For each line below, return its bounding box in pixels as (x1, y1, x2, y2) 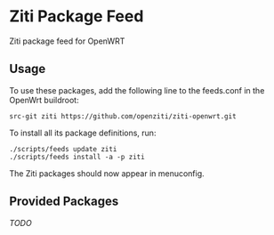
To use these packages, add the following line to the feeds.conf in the (9, 85, 265, 95)
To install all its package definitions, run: (9, 127, 157, 138)
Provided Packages (9, 194, 119, 209)
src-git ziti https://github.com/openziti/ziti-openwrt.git (9, 111, 238, 121)
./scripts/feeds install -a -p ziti (9, 152, 145, 161)
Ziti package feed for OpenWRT (9, 36, 125, 46)
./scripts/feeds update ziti (9, 144, 117, 153)
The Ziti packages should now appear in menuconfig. (9, 167, 205, 179)
